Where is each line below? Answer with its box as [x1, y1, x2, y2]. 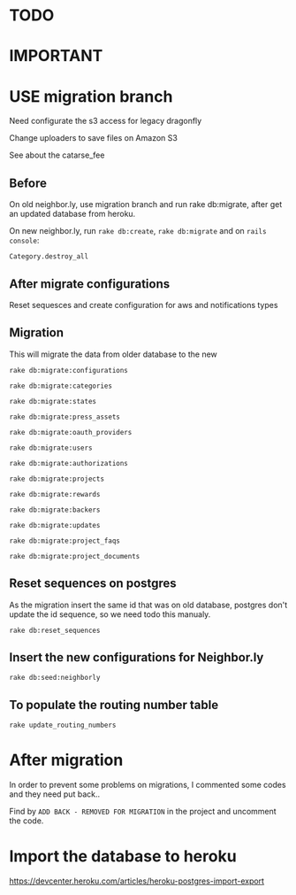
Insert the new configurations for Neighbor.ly [9, 650, 264, 665]
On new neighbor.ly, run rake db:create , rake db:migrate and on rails [9, 226, 267, 236]
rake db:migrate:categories [9, 382, 113, 390]
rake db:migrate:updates [9, 521, 101, 529]
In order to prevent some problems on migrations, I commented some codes [9, 780, 286, 791]
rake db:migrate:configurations [9, 366, 128, 374]
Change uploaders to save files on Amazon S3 [9, 133, 178, 143]
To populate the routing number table [9, 697, 219, 713]
